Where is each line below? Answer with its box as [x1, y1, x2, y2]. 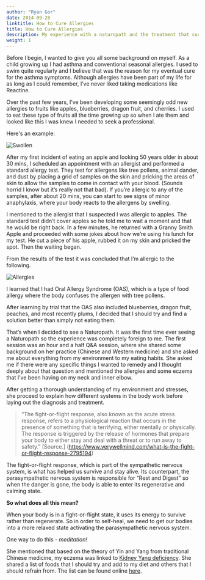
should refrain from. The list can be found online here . [6, 567, 142, 574]
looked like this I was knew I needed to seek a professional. [6, 118, 156, 125]
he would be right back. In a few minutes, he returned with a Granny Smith [6, 224, 193, 231]
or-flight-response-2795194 [21, 450, 92, 457]
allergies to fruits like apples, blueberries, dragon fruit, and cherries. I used [6, 105, 194, 112]
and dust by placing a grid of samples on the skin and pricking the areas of [6, 173, 195, 180]
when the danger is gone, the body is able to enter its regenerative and [6, 481, 185, 488]
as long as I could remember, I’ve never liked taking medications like [6, 80, 178, 87]
